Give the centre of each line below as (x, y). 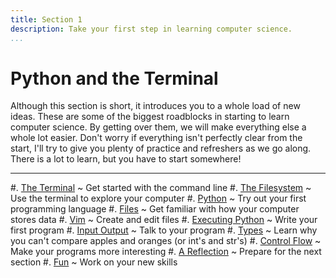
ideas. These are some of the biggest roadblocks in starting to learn (150, 117)
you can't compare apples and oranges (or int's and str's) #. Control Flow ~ (166, 241)
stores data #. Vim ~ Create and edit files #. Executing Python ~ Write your (164, 220)
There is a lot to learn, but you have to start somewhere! (126, 159)
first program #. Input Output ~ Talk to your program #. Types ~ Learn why (164, 230)
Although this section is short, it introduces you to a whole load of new (155, 106)
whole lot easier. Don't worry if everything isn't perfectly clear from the (156, 138)
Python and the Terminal (114, 78)
